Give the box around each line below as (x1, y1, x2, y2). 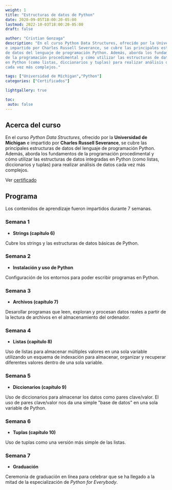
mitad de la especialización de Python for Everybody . (5, 479, 118, 485)
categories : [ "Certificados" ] (5, 79, 70, 84)
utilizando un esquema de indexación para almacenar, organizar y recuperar (5, 354, 166, 360)
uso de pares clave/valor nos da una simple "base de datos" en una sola (5, 399, 158, 405)
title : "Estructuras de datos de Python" (5, 12, 95, 17)
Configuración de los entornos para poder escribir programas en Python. (5, 274, 160, 280)
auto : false (7, 102, 33, 107)
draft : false (5, 27, 33, 32)
